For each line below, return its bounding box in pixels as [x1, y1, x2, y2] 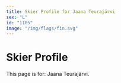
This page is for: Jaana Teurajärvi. [6, 71, 90, 78]
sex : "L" [6, 14, 28, 20]
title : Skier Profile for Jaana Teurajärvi [6, 8, 116, 15]
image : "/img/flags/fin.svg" [6, 25, 78, 31]
